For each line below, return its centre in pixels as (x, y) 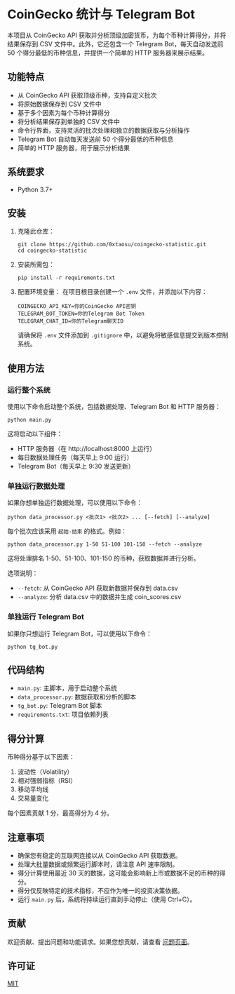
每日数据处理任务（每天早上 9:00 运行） (75, 457)
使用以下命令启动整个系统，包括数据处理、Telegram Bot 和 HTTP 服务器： (114, 407)
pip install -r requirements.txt (66, 278)
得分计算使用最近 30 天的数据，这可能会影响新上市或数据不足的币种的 (118, 873)
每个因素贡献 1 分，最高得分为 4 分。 (60, 813)
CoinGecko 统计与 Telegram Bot (101, 14)
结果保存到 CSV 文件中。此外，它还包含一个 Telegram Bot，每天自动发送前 (115, 43)
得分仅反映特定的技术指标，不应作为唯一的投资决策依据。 (100, 891)
